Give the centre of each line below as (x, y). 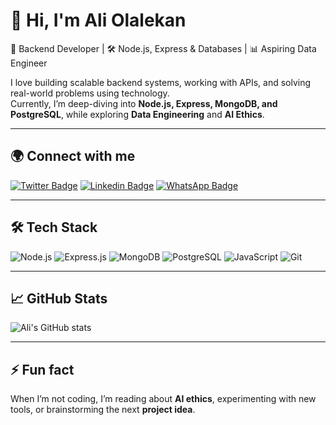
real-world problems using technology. (90, 93)
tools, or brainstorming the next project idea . (103, 410)
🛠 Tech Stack (54, 227)
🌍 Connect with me (73, 156)
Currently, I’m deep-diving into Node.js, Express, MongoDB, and (144, 103)
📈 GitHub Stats (59, 298)
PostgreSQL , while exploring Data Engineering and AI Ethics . (137, 114)
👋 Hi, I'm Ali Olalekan (98, 20)
